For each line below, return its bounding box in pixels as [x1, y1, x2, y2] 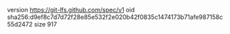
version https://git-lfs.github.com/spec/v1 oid [7, 6, 135, 14]
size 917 [34, 20, 57, 28]
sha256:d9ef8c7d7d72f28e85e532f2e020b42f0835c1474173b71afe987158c [7, 13, 223, 21]
